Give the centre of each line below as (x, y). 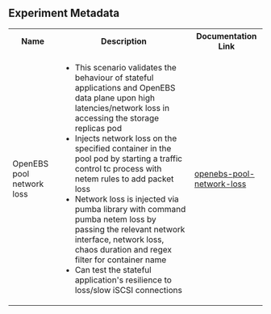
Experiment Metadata (64, 13)
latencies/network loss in (122, 108)
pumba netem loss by (116, 219)
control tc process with (118, 168)
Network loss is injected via (127, 199)
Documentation (227, 36)
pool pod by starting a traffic (129, 159)
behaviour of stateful (114, 78)
